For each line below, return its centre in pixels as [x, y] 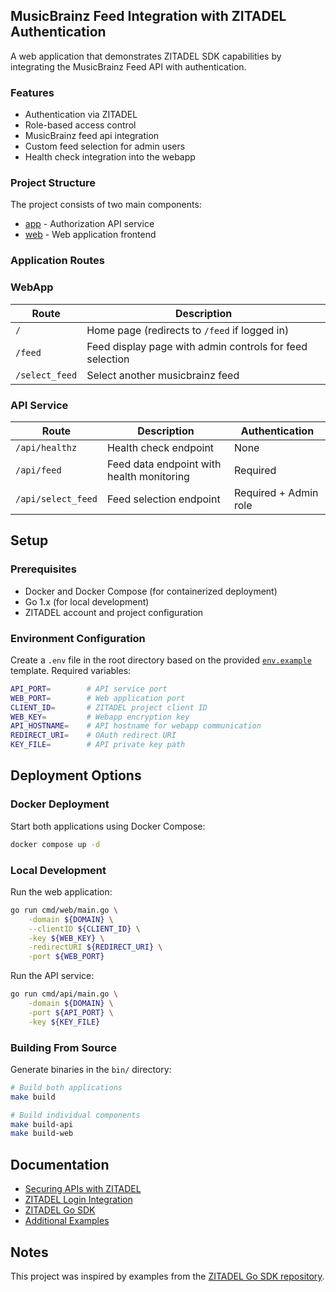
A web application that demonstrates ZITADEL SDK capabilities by [146, 56]
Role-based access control [80, 125]
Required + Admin [276, 492]
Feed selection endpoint [163, 499]
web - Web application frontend [90, 235]
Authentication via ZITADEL [81, 115]
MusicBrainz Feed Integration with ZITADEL [148, 16]
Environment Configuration [78, 638]
